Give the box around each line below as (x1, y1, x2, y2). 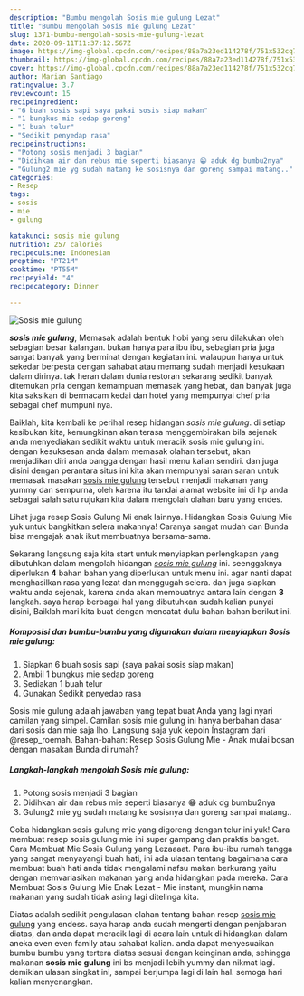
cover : (9, 64, 34, 73)
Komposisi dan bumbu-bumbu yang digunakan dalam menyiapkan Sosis (9, 626, 290, 638)
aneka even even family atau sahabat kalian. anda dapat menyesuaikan (9, 937, 274, 948)
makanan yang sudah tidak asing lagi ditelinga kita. (9, 891, 200, 902)
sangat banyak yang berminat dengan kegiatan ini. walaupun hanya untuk (9, 351, 284, 362)
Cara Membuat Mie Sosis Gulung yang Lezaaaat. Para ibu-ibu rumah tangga (9, 843, 293, 854)
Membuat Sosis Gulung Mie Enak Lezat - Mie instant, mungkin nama (9, 881, 264, 892)
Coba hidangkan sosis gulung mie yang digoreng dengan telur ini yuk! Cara (9, 824, 290, 835)
